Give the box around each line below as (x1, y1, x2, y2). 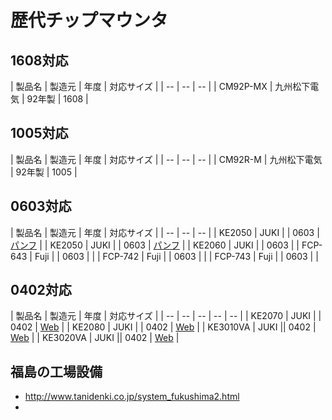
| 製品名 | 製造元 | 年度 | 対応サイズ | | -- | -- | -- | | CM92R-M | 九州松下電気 (10, 153, 323, 165)
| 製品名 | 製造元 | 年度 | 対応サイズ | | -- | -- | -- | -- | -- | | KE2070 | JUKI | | (10, 310, 322, 322)
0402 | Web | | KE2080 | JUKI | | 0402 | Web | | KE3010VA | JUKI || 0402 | (10, 321, 317, 333)
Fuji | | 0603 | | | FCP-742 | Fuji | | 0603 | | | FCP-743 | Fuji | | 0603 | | (34, 250, 319, 262)
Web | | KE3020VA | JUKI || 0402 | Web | (10, 332, 180, 344)
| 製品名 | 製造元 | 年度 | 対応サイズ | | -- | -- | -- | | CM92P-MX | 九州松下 (10, 81, 311, 92)
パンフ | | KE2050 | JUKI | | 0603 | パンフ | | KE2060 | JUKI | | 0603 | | (10, 239, 300, 251)
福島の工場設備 (10, 363, 103, 380)
